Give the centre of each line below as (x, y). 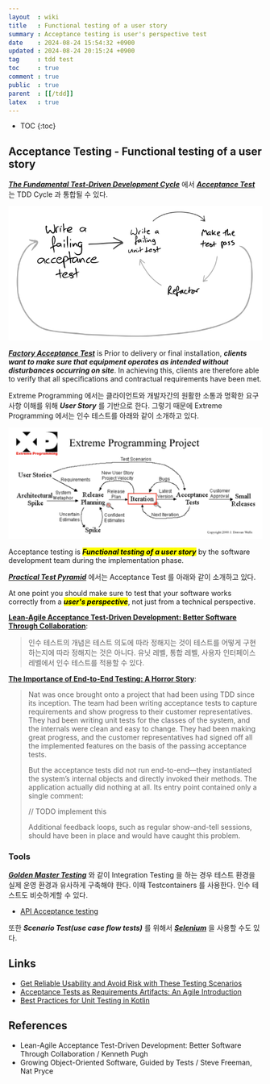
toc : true (34, 69)
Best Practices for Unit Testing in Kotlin (85, 1000)
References (38, 1026)
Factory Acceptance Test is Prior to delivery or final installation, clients (128, 353)
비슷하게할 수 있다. (59, 895)
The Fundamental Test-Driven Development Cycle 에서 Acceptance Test (132, 185)
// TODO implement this (67, 811)
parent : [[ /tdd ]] (41, 94)
